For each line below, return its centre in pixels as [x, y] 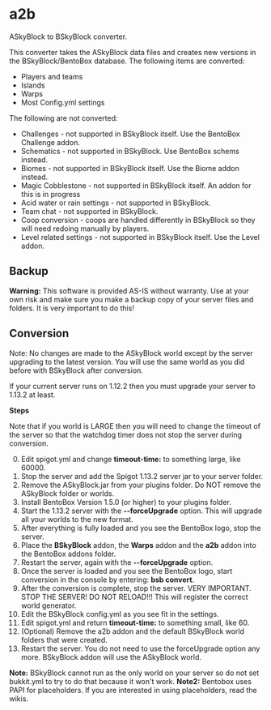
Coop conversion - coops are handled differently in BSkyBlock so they [138, 220]
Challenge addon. [50, 142]
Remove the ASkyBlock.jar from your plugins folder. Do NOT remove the [141, 485]
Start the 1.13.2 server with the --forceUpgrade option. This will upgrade [141, 511]
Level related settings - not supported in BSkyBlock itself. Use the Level [140, 237]
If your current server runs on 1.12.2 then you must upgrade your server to [132, 386]
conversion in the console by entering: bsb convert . [108, 580]
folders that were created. [64, 639]
